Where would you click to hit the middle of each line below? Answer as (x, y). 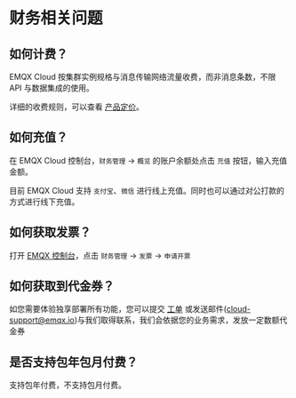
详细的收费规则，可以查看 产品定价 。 (76, 107)
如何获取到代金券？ (62, 287)
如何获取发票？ (50, 232)
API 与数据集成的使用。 (52, 88)
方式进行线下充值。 (44, 202)
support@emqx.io (42, 320)
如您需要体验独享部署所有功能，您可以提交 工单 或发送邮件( (118, 309)
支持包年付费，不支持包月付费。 (68, 385)
